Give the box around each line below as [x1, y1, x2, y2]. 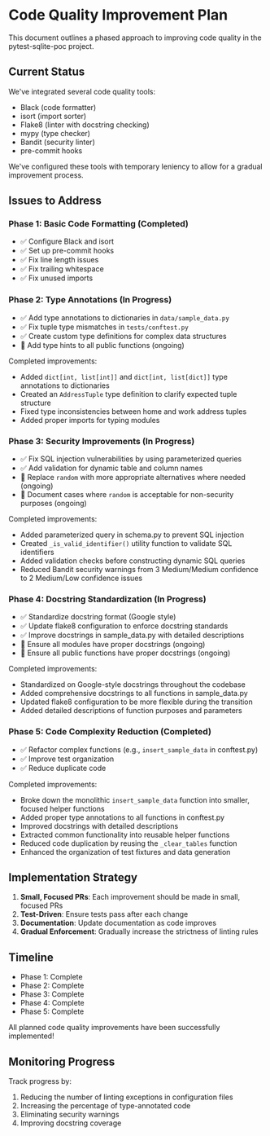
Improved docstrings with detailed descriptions [20, 821, 179, 830]
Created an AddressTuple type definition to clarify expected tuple [20, 389, 237, 398]
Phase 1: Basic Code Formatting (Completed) [8, 218, 189, 230]
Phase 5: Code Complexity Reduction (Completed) [8, 726, 211, 738]
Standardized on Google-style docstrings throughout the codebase [20, 680, 246, 689]
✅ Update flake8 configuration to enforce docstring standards [20, 621, 229, 631]
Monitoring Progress [8, 1055, 115, 1068]
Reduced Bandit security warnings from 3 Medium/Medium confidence [20, 565, 259, 575]
